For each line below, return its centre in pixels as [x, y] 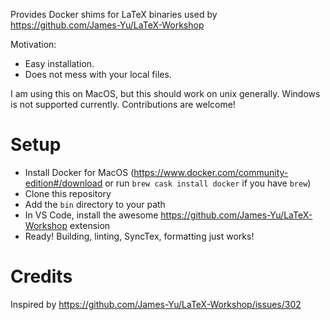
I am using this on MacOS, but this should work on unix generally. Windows [165, 93]
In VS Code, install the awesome [91, 215]
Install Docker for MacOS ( [79, 172]
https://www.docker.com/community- [211, 172]
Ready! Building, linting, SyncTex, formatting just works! [139, 236]
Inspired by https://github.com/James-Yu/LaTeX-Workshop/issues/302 [156, 304]
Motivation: [33, 44]
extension [90, 225]
